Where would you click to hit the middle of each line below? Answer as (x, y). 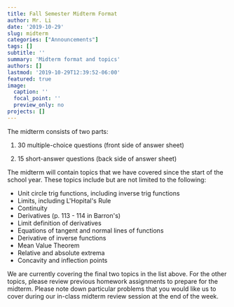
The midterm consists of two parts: (58, 131)
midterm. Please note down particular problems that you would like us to (112, 289)
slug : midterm (28, 33)
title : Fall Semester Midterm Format (62, 14)
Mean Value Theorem (48, 245)
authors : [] (25, 66)
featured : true (29, 79)
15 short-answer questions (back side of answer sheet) (97, 158)
